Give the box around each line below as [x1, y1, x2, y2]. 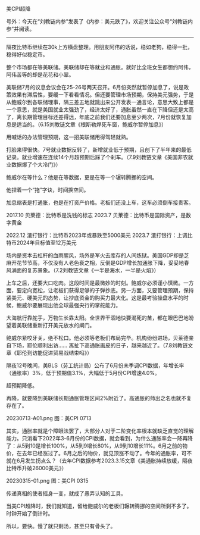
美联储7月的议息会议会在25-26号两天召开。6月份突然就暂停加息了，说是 [6, 84, 184, 90]
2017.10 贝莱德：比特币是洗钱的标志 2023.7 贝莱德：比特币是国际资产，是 [6, 212, 186, 218]
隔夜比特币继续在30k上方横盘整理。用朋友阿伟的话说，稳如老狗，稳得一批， [6, 43, 193, 51]
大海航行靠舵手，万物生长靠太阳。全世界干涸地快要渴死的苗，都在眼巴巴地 [6, 314, 189, 321]
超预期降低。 [6, 382, 37, 389]
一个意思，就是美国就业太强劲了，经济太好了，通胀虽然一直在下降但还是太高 [6, 106, 194, 113]
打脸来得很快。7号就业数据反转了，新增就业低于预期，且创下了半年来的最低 [6, 146, 192, 153]
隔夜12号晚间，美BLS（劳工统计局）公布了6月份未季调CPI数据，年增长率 [6, 362, 185, 369]
